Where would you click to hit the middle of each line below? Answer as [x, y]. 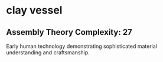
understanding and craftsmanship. [48, 53]
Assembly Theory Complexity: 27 [69, 32]
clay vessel [34, 10]
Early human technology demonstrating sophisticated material [82, 46]
